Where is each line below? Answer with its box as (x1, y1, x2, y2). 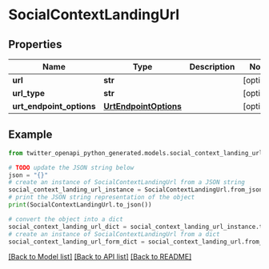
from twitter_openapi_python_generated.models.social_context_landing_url (8, 149, 263, 157)
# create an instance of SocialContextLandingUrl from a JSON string (8, 179, 246, 187)
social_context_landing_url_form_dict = (8, 238, 146, 246)
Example (8, 128, 53, 142)
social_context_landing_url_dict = (8, 223, 127, 231)
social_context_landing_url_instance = (8, 186, 142, 194)
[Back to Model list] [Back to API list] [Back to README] (8, 252, 192, 262)
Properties (8, 38, 62, 51)
